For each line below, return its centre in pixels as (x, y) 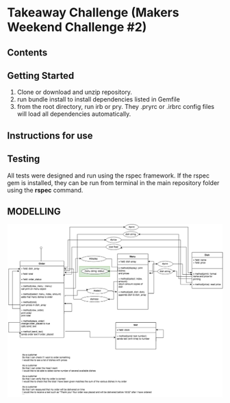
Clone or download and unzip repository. (74, 92)
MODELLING (34, 211)
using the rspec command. (45, 190)
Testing (24, 159)
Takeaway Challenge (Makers (93, 13)
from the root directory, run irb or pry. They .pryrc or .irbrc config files (115, 107)
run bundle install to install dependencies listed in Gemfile (98, 99)
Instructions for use (50, 135)
